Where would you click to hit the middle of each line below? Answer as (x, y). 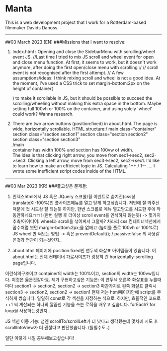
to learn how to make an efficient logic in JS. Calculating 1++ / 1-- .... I (83, 166)
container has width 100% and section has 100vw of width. (73, 150)
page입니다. (24, 263)
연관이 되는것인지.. (44, 240)
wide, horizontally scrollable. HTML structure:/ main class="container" (84, 129)
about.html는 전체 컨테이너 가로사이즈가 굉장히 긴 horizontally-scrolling (83, 257)
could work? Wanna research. (43, 114)
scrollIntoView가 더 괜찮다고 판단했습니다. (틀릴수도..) (58, 327)
